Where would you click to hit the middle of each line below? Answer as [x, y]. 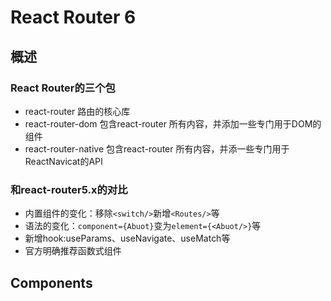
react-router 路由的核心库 [77, 111]
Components [51, 282]
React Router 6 [73, 17]
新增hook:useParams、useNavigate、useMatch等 [127, 238]
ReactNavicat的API [63, 161]
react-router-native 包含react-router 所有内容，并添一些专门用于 [157, 148]
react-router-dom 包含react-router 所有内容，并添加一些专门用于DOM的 [173, 123]
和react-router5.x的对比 [69, 189]
